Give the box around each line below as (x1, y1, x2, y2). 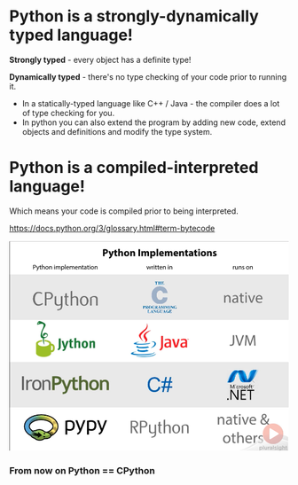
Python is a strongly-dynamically (9, 6, 259, 27)
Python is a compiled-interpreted (9, 158, 259, 178)
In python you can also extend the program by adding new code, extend (21, 117, 286, 128)
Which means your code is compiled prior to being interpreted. (9, 206, 239, 216)
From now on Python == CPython (9, 464, 155, 476)
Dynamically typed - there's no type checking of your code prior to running (9, 71, 287, 82)
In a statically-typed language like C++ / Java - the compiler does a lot (21, 98, 280, 108)
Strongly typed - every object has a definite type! (9, 54, 192, 65)
